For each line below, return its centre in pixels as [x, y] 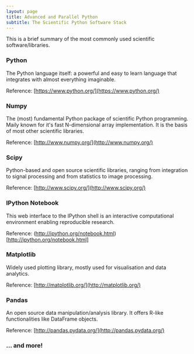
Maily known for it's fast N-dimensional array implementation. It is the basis [97, 125]
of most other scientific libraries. [45, 131]
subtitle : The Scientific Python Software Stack [66, 22]
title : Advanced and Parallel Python [52, 17]
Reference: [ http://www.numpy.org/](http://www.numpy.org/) [79, 142]
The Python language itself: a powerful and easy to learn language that [91, 73]
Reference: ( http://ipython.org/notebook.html [60, 233]
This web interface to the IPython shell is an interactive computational [90, 216]
